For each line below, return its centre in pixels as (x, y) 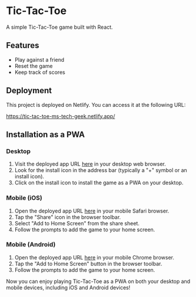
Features (23, 45)
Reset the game (33, 66)
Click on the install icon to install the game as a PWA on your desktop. (99, 183)
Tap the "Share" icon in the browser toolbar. (68, 217)
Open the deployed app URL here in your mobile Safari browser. (92, 211)
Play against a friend (39, 59)
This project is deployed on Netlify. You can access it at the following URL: (96, 104)
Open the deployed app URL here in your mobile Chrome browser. (94, 257)
